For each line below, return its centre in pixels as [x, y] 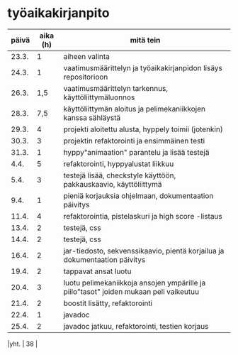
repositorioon [86, 77]
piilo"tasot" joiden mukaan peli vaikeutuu [131, 291]
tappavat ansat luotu [97, 271]
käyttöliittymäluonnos [99, 97]
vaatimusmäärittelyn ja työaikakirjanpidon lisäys [143, 67]
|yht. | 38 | [22, 344]
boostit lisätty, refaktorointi [108, 303]
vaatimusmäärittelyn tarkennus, [116, 88]
